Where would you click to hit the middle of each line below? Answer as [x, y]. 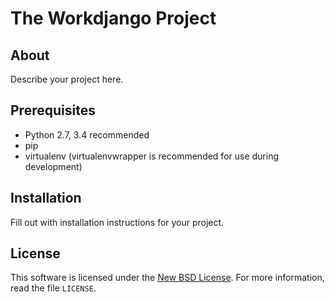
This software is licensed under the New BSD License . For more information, [167, 278]
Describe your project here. [67, 79]
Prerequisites [53, 110]
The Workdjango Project [113, 18]
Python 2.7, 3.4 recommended [87, 134]
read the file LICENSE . [53, 288]
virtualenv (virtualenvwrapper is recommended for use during [152, 156]
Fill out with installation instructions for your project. [117, 222]
